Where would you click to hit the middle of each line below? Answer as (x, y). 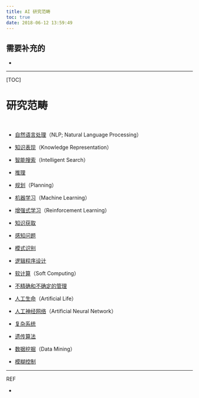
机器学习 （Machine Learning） (52, 198)
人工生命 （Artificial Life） (46, 299)
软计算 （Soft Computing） (47, 273)
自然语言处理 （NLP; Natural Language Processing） (78, 135)
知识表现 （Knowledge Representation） (63, 147)
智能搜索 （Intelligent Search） (52, 160)
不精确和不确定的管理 (41, 286)
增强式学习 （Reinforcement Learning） (62, 211)
